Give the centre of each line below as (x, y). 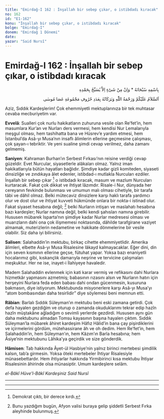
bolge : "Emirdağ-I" (25, 28)
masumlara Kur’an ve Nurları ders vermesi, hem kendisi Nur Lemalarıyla (77, 128)
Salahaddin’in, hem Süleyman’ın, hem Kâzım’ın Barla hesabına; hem (73, 334)
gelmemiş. (15, 149)
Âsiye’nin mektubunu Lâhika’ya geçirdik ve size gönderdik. (64, 339)
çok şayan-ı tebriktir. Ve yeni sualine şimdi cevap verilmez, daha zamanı (77, 144)
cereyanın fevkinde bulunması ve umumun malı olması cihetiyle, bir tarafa (79, 190)
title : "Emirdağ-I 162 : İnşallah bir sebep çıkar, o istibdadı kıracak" (82, 10)
